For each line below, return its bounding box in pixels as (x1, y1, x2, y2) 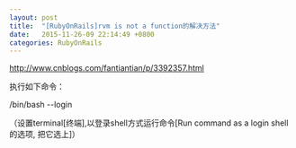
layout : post (9, 13, 58, 22)
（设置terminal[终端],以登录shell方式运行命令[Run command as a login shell (9, 118, 289, 128)
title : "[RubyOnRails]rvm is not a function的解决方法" (9, 22, 220, 30)
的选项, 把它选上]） (9, 129, 81, 140)
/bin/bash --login (9, 100, 73, 110)
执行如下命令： (9, 82, 65, 92)
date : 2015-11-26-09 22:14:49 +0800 (9, 30, 155, 39)
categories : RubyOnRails (9, 38, 103, 48)
